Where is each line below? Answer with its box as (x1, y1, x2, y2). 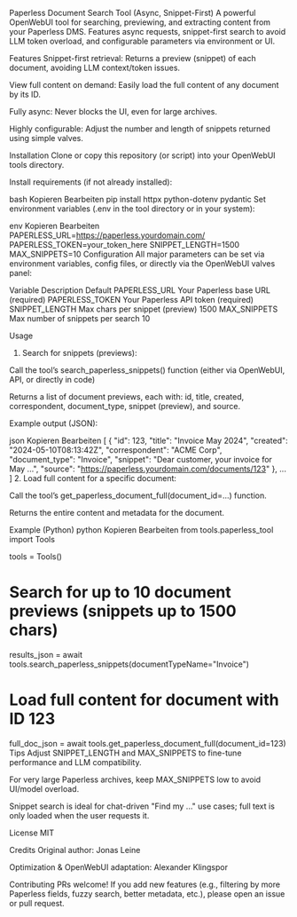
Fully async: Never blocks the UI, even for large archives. (9, 107, 217, 116)
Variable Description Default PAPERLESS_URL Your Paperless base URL (9, 285, 270, 296)
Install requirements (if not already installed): (9, 177, 173, 187)
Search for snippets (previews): (21, 348, 137, 358)
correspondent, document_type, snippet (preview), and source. (9, 401, 241, 411)
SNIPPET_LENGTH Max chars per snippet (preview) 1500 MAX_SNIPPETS (9, 304, 278, 314)
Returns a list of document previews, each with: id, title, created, (9, 391, 245, 402)
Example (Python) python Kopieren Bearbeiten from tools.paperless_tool (9, 525, 274, 535)
